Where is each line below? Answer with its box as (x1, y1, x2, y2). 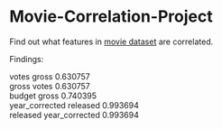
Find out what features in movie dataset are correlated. (9, 36, 214, 47)
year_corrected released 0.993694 (9, 99, 140, 110)
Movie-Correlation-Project (9, 6, 214, 27)
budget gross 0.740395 (9, 90, 97, 101)
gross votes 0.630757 (9, 80, 90, 91)
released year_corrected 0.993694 (9, 109, 140, 120)
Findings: (9, 53, 44, 64)
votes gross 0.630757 (9, 70, 90, 82)
